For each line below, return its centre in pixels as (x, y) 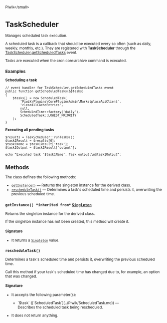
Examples (16, 71)
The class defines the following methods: (41, 177)
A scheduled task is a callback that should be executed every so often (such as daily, (78, 44)
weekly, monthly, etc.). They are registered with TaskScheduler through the (70, 48)
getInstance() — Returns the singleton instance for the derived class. (71, 185)
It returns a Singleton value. (35, 240)
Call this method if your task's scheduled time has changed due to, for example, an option (82, 272)
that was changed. (21, 276)
